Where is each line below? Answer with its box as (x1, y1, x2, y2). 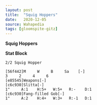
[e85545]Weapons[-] (5, 78, 47, 83)
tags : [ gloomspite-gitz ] (5, 27, 58, 32)
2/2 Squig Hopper (5, 60, 42, 65)
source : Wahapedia (5, 21, 44, 27)
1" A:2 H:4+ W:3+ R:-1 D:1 (5, 96, 92, 101)
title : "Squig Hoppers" (5, 12, 58, 17)
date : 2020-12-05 (5, 17, 47, 22)
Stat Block (5, 50, 27, 57)
